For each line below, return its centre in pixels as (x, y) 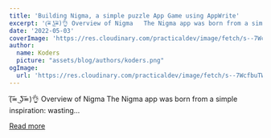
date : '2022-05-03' (42, 30)
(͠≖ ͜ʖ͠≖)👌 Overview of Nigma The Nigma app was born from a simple (123, 99)
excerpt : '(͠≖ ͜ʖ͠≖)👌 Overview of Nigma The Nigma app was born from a (129, 23)
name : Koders (38, 53)
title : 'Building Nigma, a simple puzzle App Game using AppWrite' (125, 16)
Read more (27, 126)
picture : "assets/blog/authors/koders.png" (90, 61)
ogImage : (24, 68)
